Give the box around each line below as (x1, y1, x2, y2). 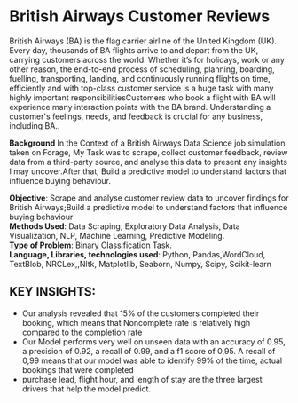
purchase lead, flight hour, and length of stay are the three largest (21, 374, 263, 384)
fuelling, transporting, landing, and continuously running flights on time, (9, 73, 271, 83)
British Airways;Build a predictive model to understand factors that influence (9, 201, 288, 212)
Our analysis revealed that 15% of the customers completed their (21, 308, 260, 319)
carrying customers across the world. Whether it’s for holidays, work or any (9, 54, 286, 65)
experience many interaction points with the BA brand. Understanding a (9, 101, 271, 112)
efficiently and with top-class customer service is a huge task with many (9, 83, 274, 93)
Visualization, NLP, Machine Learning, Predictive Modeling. (9, 230, 225, 241)
